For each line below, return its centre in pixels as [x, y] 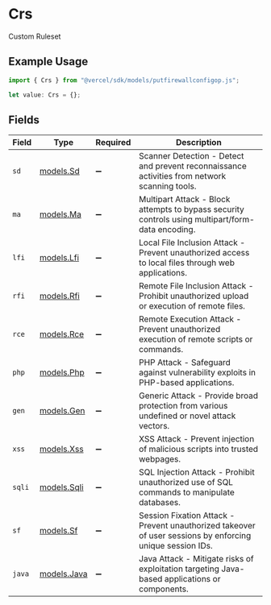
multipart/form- [225, 220]
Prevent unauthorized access [194, 253]
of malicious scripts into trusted [198, 450]
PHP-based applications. [186, 383]
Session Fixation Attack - [187, 516]
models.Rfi [60, 296]
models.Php [62, 373]
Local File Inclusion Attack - [192, 242]
